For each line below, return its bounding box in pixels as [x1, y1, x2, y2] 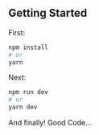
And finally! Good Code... [8, 118, 93, 128]
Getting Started [8, 6, 88, 20]
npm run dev [8, 88, 48, 96]
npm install [8, 43, 48, 51]
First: [8, 27, 26, 37]
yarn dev [8, 104, 38, 112]
